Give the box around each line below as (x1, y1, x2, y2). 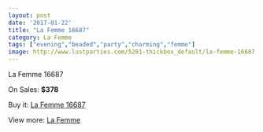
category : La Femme (8, 33, 72, 42)
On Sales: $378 (8, 85, 59, 94)
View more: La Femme (8, 115, 81, 124)
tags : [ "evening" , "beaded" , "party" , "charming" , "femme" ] (8, 41, 195, 49)
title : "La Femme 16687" (8, 26, 90, 34)
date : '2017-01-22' (8, 19, 72, 27)
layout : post (8, 11, 51, 20)
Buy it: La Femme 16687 (8, 100, 87, 109)
